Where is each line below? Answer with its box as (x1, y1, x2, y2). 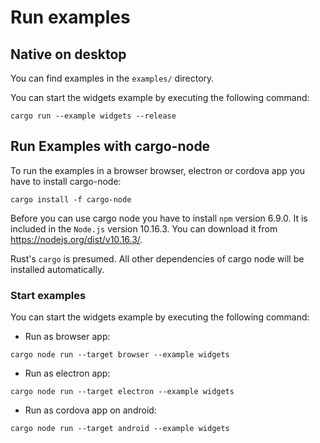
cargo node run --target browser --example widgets (10, 350, 230, 360)
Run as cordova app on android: (24, 404, 157, 416)
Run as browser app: (24, 331, 111, 343)
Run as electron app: (24, 367, 111, 380)
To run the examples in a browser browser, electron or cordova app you (10, 164, 306, 176)
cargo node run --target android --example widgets (10, 424, 230, 434)
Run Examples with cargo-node (10, 138, 211, 155)
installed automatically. (10, 263, 105, 275)
